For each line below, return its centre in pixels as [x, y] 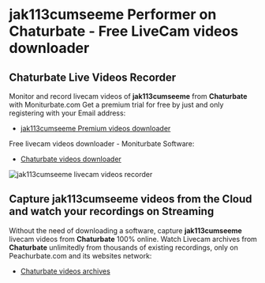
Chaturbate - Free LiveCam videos [124, 31]
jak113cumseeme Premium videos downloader [95, 128]
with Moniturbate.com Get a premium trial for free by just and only [116, 105]
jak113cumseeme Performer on [113, 15]
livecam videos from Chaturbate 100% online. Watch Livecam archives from [133, 239]
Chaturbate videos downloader [71, 159]
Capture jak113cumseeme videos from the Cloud [131, 199]
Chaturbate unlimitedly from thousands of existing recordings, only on [124, 247]
